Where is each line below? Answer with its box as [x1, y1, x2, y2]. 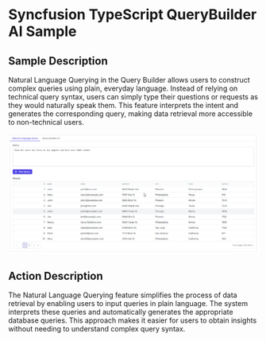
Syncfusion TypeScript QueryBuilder [8, 6, 257, 24]
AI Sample [8, 22, 77, 41]
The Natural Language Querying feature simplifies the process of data [8, 290, 237, 300]
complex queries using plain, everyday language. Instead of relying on [8, 83, 238, 93]
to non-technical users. [8, 118, 85, 126]
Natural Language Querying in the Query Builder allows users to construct [8, 76, 250, 84]
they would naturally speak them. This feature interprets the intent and [8, 101, 239, 110]
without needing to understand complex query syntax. [8, 324, 186, 334]
